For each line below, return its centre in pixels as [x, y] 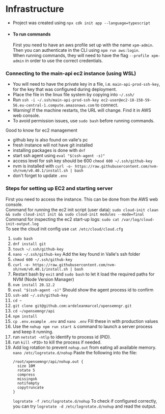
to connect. [107, 105]
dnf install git [29, 244]
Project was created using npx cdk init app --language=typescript [82, 23]
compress [26, 375]
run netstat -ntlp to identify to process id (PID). [62, 337]
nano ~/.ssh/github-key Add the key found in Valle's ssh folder [76, 254]
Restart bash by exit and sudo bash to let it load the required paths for [83, 274]
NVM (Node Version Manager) [43, 279]
